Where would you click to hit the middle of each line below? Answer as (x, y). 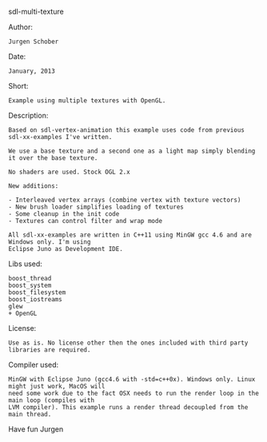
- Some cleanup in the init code (64, 214)
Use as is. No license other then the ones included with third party (128, 343)
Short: (18, 86)
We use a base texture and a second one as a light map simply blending (132, 151)
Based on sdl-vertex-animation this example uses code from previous (127, 130)
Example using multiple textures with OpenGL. (87, 101)
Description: (28, 115)
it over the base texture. (53, 158)
